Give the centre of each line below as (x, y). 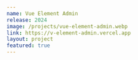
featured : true (28, 46)
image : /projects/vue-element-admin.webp (67, 26)
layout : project (30, 39)
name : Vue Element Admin (42, 13)
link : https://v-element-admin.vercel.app (69, 33)
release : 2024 (27, 20)
